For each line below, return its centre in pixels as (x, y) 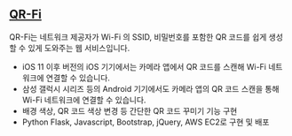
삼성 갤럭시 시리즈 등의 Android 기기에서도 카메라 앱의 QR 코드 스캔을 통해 (150, 88)
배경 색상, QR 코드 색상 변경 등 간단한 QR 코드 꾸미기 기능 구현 (130, 110)
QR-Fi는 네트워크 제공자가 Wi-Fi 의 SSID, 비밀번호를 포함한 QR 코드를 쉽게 (138, 37)
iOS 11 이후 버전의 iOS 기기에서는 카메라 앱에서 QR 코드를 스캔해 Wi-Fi (144, 66)
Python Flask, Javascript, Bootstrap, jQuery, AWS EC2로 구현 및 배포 (146, 122)
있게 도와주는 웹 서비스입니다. (79, 48)
